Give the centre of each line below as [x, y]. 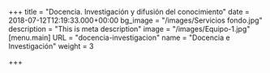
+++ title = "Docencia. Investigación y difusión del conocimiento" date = [129, 12]
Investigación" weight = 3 [51, 46]
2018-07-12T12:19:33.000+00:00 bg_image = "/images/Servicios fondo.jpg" [135, 20]
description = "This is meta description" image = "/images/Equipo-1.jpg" [129, 29]
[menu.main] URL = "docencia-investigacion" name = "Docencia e [119, 37]
